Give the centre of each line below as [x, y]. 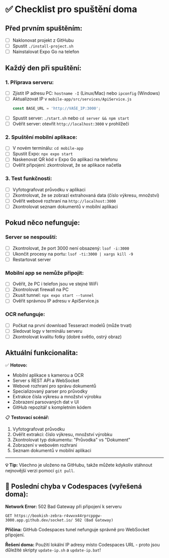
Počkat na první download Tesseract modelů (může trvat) [72, 325]
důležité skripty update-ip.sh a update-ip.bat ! [53, 550]
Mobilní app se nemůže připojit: [45, 273]
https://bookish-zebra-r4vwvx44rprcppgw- [58, 516]
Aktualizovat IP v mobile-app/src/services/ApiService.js [72, 99]
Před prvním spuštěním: [44, 28]
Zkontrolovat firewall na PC [40, 290]
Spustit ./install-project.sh [43, 46]
